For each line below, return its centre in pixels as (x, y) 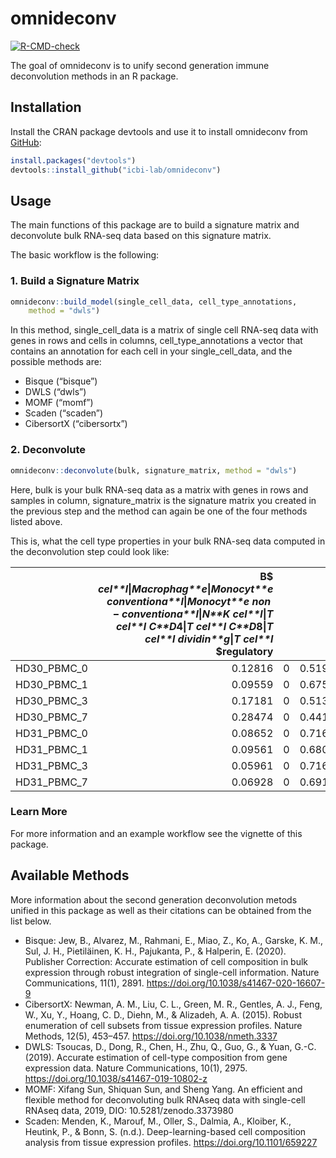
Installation (46, 107)
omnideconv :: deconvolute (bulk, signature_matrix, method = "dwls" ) (154, 470)
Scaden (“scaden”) (64, 413)
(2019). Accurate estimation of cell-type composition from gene (156, 1057)
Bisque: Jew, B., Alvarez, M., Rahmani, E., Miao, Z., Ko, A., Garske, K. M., (174, 940)
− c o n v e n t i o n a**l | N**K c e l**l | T (193, 614)
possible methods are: (56, 362)
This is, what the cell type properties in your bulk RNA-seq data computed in (168, 541)
